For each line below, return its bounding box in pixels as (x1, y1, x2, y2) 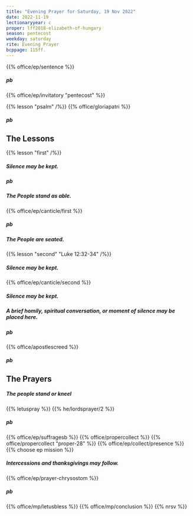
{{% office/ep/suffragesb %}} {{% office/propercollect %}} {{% (6, 433, 161, 441)
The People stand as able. (6, 192, 72, 199)
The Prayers (6, 374, 52, 384)
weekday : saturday (6, 36, 51, 42)
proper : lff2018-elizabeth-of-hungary (6, 25, 102, 31)
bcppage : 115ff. (6, 47, 46, 53)
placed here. (6, 314, 38, 321)
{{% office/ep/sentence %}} (6, 63, 75, 70)
